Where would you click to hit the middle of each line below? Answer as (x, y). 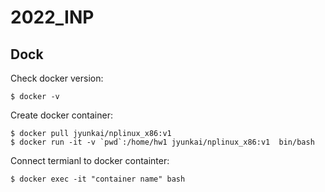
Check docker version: (57, 78)
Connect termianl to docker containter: (90, 160)
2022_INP (52, 17)
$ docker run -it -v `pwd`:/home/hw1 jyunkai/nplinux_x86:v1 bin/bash (162, 142)
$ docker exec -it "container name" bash (98, 179)
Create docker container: (61, 115)
